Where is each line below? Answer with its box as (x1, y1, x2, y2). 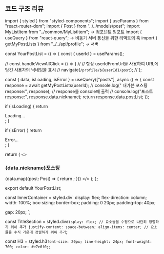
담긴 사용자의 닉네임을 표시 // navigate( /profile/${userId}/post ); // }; (5, 67, 142, 73)
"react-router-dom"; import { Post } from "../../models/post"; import (5, 23, 140, 29)
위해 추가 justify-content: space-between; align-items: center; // (10, 225, 149, 230)
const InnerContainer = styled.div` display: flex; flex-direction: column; (5, 195, 147, 200)
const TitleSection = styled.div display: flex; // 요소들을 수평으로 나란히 (5, 218, 147, 225)
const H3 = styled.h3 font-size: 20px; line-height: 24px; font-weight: (5, 238, 152, 244)
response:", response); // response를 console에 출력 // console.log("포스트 (5, 88, 153, 94)
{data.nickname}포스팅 (5, 164, 60, 171)
